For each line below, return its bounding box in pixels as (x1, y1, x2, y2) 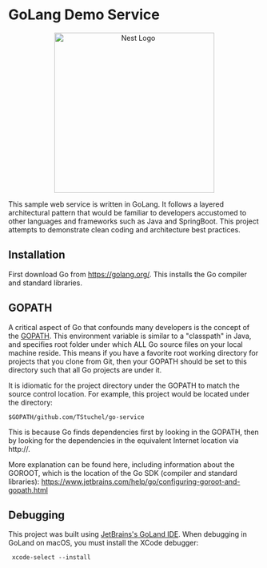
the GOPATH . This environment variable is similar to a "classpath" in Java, (8, 331, 252, 340)
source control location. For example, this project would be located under (8, 389, 250, 398)
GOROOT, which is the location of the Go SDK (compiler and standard (8, 468, 237, 477)
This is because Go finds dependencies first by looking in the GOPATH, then (8, 427, 260, 437)
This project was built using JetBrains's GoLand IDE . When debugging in (8, 530, 248, 539)
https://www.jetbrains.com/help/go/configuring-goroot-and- (41, 477, 241, 486)
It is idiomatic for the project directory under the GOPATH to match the (8, 381, 240, 390)
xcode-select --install (11, 554, 91, 562)
